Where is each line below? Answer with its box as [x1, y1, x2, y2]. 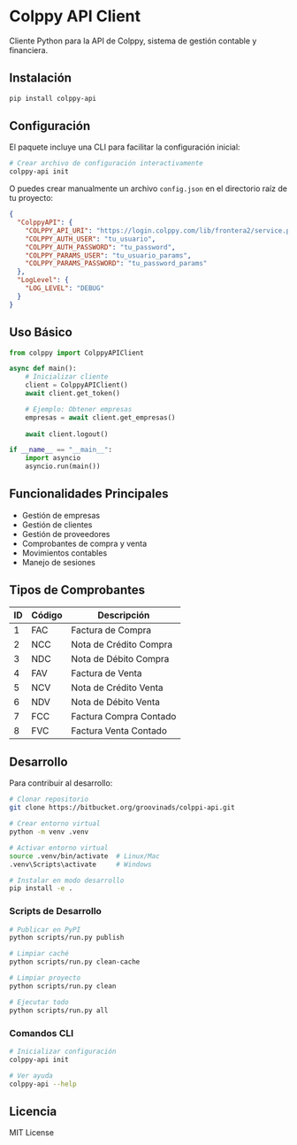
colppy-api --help [9, 1080, 77, 1088]
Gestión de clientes [21, 519, 93, 530]
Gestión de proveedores [21, 528, 110, 539]
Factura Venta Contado [71, 724, 168, 736]
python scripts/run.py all [9, 1006, 109, 1015]
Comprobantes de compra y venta [21, 538, 148, 549]
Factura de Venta [71, 666, 142, 679]
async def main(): [9, 365, 77, 373]
